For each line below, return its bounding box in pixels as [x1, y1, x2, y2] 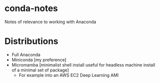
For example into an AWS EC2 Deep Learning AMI [18, 72, 119, 78]
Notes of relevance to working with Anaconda [4, 19, 97, 25]
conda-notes [4, 3, 58, 14]
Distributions [4, 36, 59, 47]
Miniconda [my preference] [11, 56, 67, 63]
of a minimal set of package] [11, 67, 69, 73]
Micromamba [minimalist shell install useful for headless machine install [11, 62, 156, 68]
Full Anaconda [11, 52, 41, 57]
